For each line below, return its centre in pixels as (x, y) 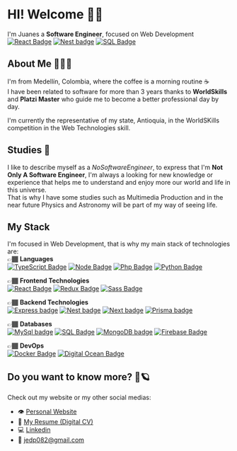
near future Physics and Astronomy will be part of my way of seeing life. (112, 205)
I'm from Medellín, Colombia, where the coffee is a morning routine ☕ (109, 81)
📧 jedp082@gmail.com (51, 440)
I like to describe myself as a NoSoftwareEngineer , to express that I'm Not (115, 167)
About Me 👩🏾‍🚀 (40, 64)
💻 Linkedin (34, 430)
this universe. (27, 190)
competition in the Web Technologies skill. (69, 127)
